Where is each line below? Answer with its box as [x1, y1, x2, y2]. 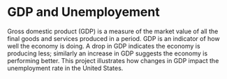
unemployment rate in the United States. [7, 64, 124, 72]
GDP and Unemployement [7, 4, 160, 20]
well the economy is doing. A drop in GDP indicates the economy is [7, 42, 200, 50]
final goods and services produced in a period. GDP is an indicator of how [7, 34, 220, 42]
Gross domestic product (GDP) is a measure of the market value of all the [7, 27, 219, 35]
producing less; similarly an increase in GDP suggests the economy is [7, 49, 208, 58]
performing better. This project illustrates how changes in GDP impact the [7, 56, 219, 64]
